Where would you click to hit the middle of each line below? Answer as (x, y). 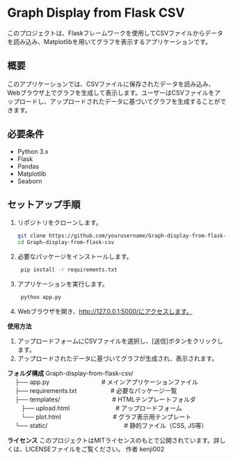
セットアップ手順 (44, 205)
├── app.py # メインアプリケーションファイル (106, 382)
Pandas (28, 166)
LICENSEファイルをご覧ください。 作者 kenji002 (95, 449)
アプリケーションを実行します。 (63, 284)
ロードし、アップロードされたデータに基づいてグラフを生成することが (120, 101)
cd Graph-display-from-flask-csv (66, 243)
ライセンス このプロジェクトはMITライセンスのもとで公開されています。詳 (114, 440)
